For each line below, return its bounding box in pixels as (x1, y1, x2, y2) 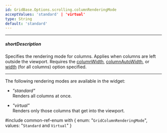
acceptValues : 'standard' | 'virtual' (5, 12, 85, 17)
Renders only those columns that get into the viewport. (12, 108, 125, 114)
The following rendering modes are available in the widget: (5, 78, 126, 84)
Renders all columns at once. (12, 93, 72, 99)
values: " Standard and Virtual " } (5, 123, 72, 129)
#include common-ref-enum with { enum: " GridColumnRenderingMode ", (5, 117, 148, 124)
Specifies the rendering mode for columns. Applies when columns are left (5, 53, 156, 59)
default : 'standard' (5, 21, 48, 26)
